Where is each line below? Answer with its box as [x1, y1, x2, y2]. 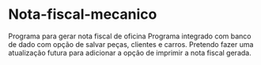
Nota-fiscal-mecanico [8, 5, 157, 23]
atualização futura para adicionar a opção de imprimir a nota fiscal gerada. [8, 48, 252, 57]
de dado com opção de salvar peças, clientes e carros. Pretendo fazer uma [8, 39, 254, 49]
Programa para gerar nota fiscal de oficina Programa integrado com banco [8, 31, 252, 41]
